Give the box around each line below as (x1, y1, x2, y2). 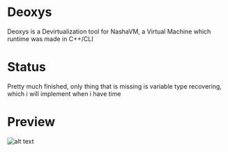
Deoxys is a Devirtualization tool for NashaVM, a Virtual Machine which (7, 27, 211, 36)
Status (7, 59, 47, 75)
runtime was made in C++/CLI (7, 34, 93, 43)
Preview (7, 114, 56, 130)
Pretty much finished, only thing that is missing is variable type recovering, (7, 82, 222, 91)
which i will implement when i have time (7, 89, 121, 98)
